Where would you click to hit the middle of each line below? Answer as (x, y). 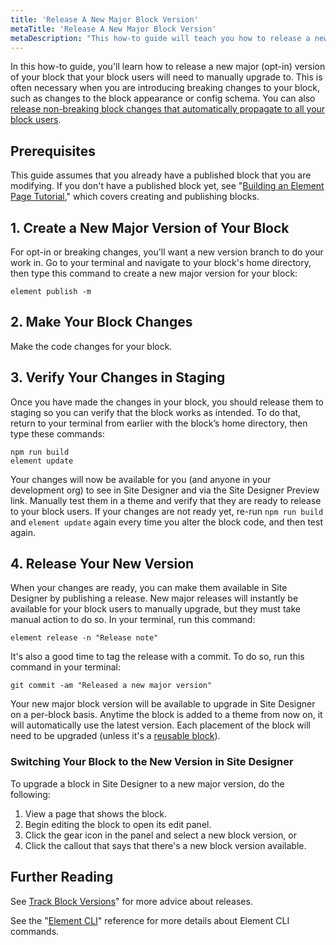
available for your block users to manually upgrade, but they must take (155, 609)
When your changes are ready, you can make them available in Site (149, 588)
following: (30, 794)
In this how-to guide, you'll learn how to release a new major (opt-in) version (168, 67)
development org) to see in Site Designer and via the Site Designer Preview (165, 490)
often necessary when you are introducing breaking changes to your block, (165, 88)
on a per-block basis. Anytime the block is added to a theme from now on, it (166, 715)
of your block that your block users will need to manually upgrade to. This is (166, 77)
